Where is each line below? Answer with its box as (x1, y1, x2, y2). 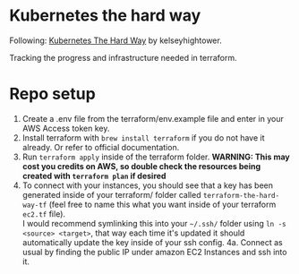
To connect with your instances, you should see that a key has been (21, 180, 273, 191)
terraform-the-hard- (202, 191, 280, 200)
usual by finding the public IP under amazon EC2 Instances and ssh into (21, 246, 287, 257)
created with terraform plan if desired (21, 170, 167, 181)
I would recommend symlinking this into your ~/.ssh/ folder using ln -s (21, 218, 286, 228)
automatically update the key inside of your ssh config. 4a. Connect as (21, 236, 284, 247)
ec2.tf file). (21, 208, 65, 219)
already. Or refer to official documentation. (21, 141, 180, 152)
